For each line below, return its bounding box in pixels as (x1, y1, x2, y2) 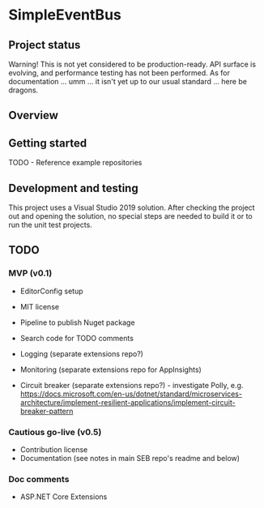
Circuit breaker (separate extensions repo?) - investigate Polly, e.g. (19, 380, 244, 390)
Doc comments (8, 473, 70, 485)
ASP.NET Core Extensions (19, 492, 108, 502)
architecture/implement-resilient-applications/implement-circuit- (19, 397, 236, 407)
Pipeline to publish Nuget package (19, 318, 135, 327)
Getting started (8, 136, 87, 150)
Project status (8, 38, 81, 52)
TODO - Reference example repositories (8, 158, 143, 168)
